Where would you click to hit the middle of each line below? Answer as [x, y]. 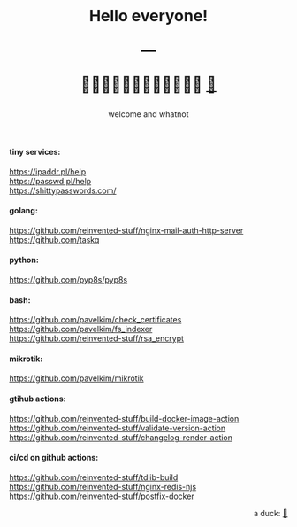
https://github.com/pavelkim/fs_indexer [81, 329]
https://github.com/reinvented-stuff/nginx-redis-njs [103, 486]
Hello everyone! [148, 16]
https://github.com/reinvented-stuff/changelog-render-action [121, 437]
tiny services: [35, 151]
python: [24, 260]
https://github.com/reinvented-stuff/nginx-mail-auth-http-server [126, 230]
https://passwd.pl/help [50, 181]
